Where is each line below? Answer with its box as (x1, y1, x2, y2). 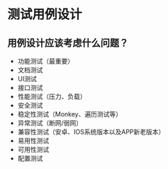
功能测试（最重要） (17, 57, 74, 65)
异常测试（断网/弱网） (17, 119, 83, 127)
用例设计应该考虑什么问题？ (7, 37, 129, 49)
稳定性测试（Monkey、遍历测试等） (17, 110, 123, 118)
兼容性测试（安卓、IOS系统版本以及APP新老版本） (17, 128, 165, 136)
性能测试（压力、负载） (17, 93, 86, 100)
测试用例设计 (7, 6, 83, 23)
